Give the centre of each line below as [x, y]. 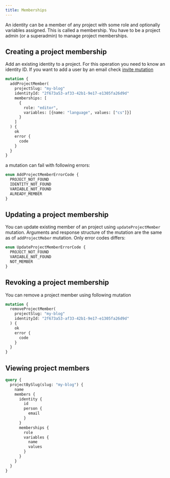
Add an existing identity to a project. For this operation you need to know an [85, 64]
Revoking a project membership [57, 282]
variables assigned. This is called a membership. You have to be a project [83, 30]
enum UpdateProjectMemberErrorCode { [46, 247]
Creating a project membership [56, 52]
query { [14, 380]
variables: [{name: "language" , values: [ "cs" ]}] [78, 113]
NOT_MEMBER [22, 262]
